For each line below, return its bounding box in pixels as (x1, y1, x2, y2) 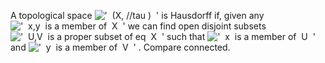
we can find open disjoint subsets (127, 20, 267, 32)
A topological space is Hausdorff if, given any (10, 10, 265, 21)
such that (166, 31, 206, 42)
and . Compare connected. (10, 41, 231, 53)
